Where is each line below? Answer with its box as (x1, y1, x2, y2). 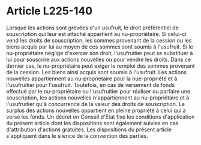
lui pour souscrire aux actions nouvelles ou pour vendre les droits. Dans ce (6, 56, 191, 63)
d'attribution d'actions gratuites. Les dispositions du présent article (6, 126, 172, 133)
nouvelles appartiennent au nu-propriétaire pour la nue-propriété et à (6, 75, 178, 82)
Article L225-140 (6, 4, 93, 18)
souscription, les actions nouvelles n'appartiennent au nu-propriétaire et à (6, 94, 190, 101)
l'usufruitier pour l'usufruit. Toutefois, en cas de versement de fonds (6, 81, 175, 88)
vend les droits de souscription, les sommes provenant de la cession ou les (6, 37, 192, 44)
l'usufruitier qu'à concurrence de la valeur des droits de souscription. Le (6, 100, 185, 107)
